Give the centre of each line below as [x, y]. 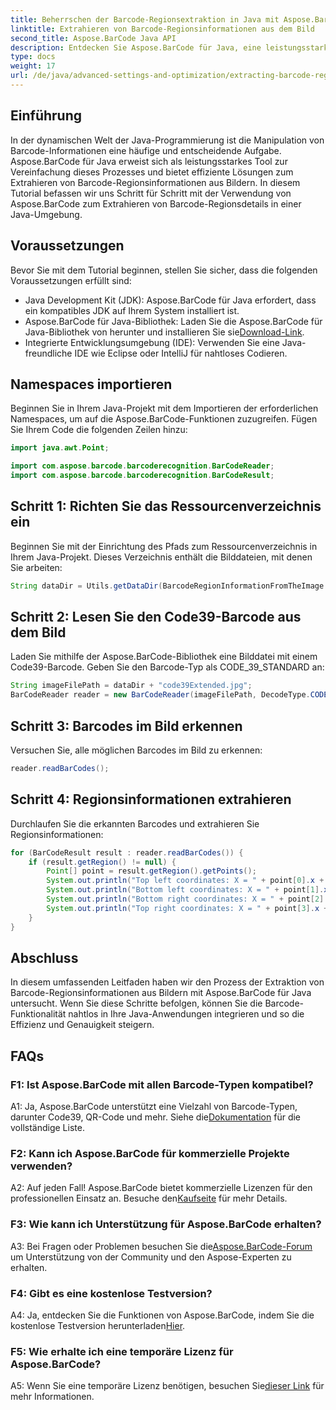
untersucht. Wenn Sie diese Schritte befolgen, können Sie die [136, 1003]
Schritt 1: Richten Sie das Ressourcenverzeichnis [166, 506]
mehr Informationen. [52, 1397]
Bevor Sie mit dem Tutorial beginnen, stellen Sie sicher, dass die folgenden [164, 270]
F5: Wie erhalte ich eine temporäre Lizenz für [122, 1351]
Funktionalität [38, 1014]
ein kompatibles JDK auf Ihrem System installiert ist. [132, 310]
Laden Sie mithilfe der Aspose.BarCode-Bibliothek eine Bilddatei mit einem [164, 657]
